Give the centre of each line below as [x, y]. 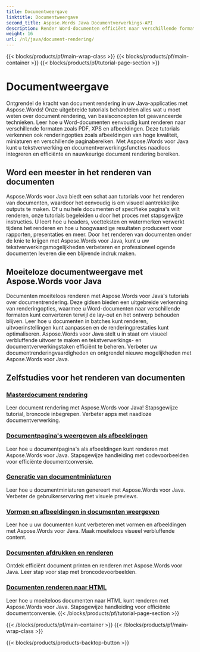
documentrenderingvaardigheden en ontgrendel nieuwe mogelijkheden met [99, 353]
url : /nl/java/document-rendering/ [50, 39]
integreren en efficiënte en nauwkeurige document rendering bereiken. [93, 154]
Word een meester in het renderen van [79, 173]
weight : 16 [20, 34]
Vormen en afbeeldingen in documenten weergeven [83, 511]
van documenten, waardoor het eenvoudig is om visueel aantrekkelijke [93, 203]
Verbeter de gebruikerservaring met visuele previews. [72, 496]
